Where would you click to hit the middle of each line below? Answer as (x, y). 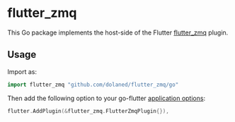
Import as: (22, 71)
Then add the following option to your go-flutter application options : (107, 98)
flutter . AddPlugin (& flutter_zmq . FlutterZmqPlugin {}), (88, 111)
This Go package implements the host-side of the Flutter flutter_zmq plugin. (118, 32)
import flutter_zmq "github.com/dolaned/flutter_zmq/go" (93, 85)
